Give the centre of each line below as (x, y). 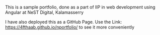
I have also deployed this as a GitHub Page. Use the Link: (64, 22)
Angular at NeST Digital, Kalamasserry (44, 12)
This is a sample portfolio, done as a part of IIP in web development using (80, 7)
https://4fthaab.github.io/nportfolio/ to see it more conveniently (70, 27)
